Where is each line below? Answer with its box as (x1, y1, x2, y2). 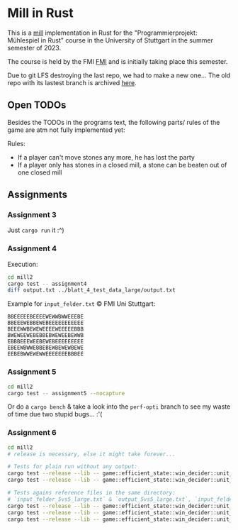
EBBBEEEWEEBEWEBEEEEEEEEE (7, 338, 84, 346)
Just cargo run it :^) (7, 226, 65, 235)
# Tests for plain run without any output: (7, 463, 138, 470)
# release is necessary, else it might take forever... (7, 451, 176, 458)
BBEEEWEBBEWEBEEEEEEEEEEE (7, 319, 84, 327)
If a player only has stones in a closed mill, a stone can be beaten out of (17, 160, 227, 169)
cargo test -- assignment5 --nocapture (7, 390, 125, 397)
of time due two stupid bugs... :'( (7, 410, 103, 419)
